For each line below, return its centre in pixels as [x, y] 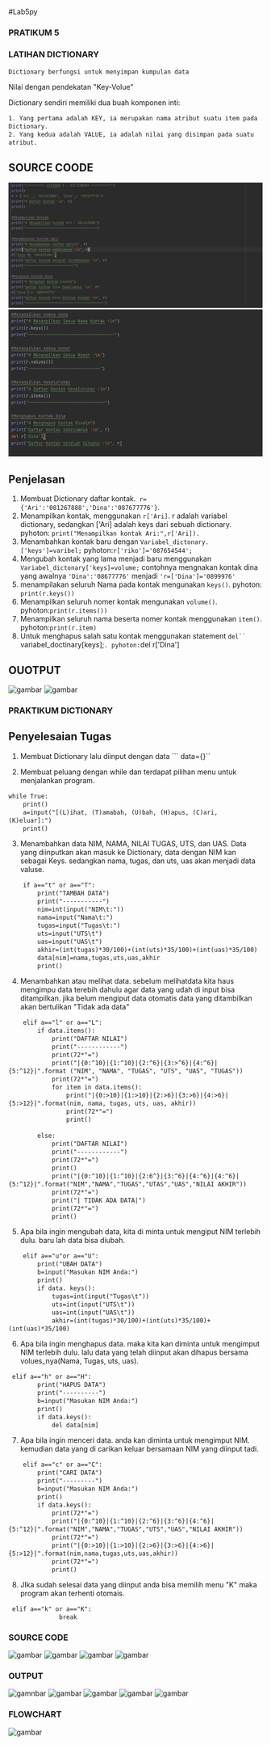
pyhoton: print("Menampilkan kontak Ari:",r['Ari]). [110, 533]
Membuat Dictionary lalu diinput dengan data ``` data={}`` [115, 756]
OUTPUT [26, 1676]
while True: [28, 796]
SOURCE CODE [38, 1638]
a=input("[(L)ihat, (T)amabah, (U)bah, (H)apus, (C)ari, [121, 812]
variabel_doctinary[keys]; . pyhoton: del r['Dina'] [100, 645]
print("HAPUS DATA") [72, 1385]
